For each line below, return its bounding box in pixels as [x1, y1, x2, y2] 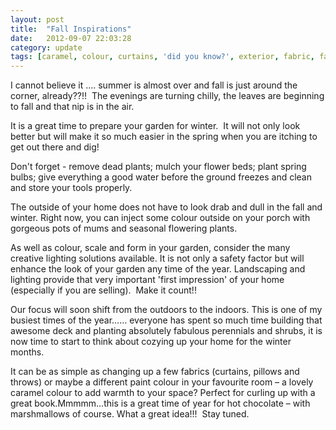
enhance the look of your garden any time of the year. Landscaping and [10, 263, 306, 275]
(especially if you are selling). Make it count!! [10, 284, 197, 296]
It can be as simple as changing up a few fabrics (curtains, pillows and [10, 366, 300, 378]
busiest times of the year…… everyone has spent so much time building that [10, 314, 323, 326]
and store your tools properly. [10, 182, 133, 194]
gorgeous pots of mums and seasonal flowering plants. [10, 222, 238, 235]
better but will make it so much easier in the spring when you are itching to [10, 131, 318, 143]
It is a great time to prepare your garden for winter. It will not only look [10, 120, 301, 132]
